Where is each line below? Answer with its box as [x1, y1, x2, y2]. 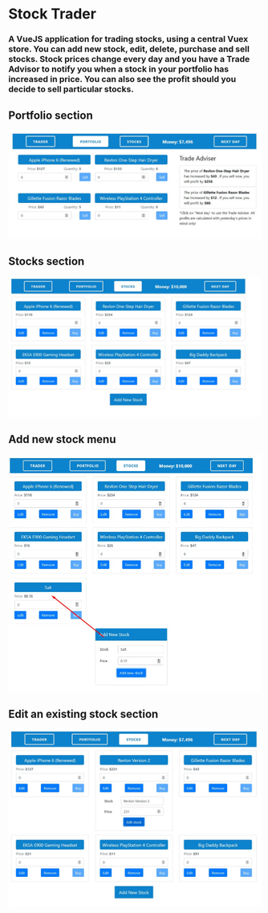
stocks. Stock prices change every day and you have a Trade [8, 54, 250, 65]
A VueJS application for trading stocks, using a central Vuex [8, 34, 249, 45]
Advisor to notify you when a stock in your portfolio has [8, 63, 229, 75]
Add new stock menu [8, 432, 116, 446]
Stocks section [8, 254, 85, 269]
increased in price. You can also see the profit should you [8, 74, 237, 85]
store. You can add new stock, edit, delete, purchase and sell [8, 43, 250, 55]
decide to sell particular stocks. [8, 83, 134, 95]
